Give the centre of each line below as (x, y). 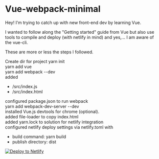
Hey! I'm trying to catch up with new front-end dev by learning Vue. (73, 23)
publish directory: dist (34, 142)
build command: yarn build (39, 136)
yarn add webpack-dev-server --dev (42, 106)
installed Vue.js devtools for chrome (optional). (52, 112)
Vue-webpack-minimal (53, 9)
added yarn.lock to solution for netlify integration (54, 122)
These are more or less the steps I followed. (49, 52)
